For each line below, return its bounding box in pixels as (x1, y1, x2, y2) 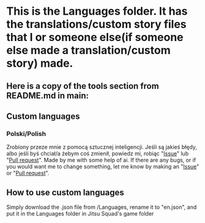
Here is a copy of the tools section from (6, 81, 159, 91)
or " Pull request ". (6, 170, 50, 177)
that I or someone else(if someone (6, 31, 184, 44)
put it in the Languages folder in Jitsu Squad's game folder (6, 210, 154, 217)
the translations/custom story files (6, 17, 187, 31)
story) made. (6, 56, 73, 70)
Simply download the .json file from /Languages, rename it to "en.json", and (6, 203, 197, 211)
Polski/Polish (6, 129, 47, 138)
